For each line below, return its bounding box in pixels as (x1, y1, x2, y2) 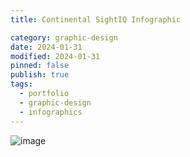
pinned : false (10, 61, 70, 71)
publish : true (10, 70, 70, 80)
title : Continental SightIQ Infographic (10, 14, 182, 25)
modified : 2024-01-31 (10, 51, 101, 61)
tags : (10, 79, 33, 90)
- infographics (19, 107, 83, 117)
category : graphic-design (10, 32, 118, 43)
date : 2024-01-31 (10, 42, 83, 52)
